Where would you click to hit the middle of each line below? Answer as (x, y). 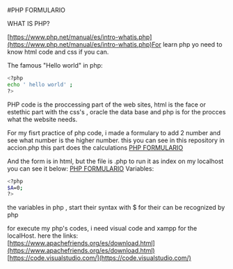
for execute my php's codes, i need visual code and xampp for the (102, 229)
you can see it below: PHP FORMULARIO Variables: (81, 168)
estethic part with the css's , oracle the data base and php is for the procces (116, 112)
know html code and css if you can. (58, 52)
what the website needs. (42, 119)
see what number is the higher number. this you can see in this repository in (116, 140)
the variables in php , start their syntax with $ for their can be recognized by (116, 208)
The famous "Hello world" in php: (55, 65)
